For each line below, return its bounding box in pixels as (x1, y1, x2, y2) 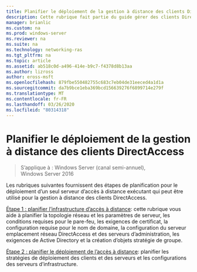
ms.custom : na (6, 25, 41, 31)
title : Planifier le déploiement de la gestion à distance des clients (6, 8, 185, 15)
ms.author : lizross (6, 69, 54, 75)
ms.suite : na (6, 42, 38, 48)
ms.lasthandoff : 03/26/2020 (6, 101, 75, 108)
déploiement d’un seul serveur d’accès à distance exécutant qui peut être (6, 188, 184, 195)
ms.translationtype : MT (6, 90, 64, 96)
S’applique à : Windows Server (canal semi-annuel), (20, 164, 146, 171)
